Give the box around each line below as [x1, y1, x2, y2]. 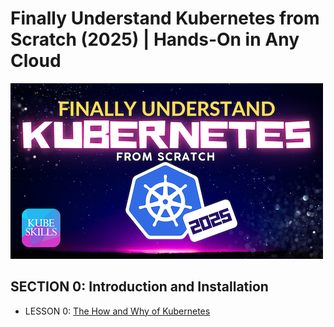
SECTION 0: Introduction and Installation [10, 278, 269, 296]
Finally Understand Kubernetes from [10, 7, 320, 30]
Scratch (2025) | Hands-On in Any [10, 28, 300, 51]
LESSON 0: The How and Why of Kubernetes [24, 305, 211, 317]
